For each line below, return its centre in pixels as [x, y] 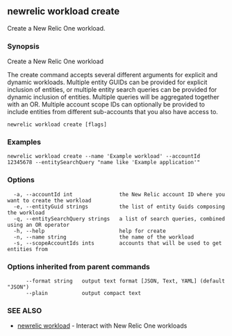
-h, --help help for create [90, 231]
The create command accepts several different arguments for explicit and [113, 75]
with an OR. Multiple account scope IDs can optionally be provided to [106, 104]
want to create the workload [49, 200]
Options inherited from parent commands [79, 266]
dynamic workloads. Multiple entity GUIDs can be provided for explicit [107, 82]
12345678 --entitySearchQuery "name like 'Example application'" [103, 163]
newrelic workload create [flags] [57, 125]
